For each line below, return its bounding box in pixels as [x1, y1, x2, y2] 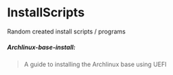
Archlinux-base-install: [7, 43, 76, 51]
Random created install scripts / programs [7, 27, 126, 35]
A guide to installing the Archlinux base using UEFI [23, 60, 167, 68]
